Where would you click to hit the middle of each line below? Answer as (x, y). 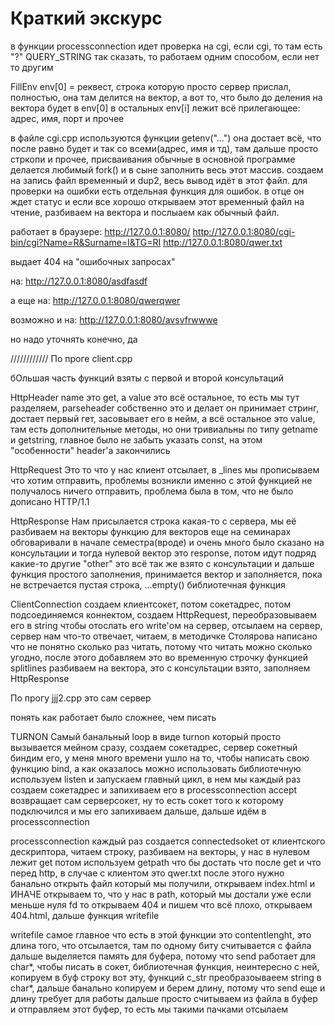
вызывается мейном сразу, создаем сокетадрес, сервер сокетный (154, 747)
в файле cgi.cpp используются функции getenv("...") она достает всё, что (166, 138)
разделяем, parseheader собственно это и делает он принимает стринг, (165, 408)
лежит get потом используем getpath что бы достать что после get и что (166, 862)
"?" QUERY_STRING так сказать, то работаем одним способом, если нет (165, 56)
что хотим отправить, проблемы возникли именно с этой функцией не (161, 480)
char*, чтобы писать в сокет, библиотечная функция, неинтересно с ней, (165, 966)
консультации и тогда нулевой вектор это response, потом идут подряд (163, 553)
